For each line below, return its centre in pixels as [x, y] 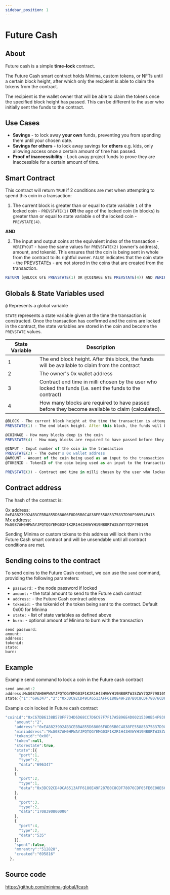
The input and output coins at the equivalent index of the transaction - [86, 241]
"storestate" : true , [35, 746]
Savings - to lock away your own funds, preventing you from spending [87, 135]
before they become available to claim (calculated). [100, 409]
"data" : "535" [32, 835]
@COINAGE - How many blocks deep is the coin [54, 435]
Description [101, 347]
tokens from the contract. [32, 86]
